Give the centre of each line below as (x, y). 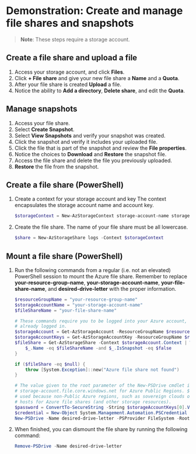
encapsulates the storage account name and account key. (84, 205)
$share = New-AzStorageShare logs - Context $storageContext (89, 238)
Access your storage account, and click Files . (69, 72)
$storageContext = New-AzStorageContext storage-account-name (92, 216)
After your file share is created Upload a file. (68, 84)
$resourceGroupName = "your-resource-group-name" (76, 300)
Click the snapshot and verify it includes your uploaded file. (86, 142)
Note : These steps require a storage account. (75, 39)
